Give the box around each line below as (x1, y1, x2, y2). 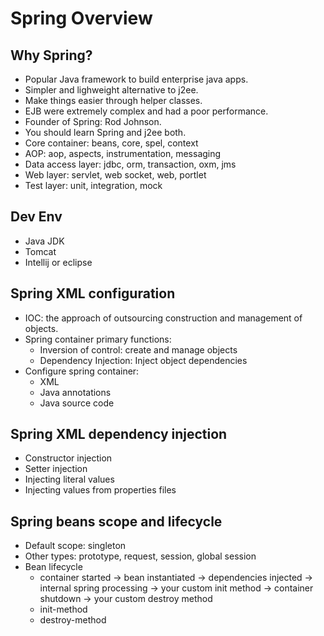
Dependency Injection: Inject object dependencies (39, 354, 248, 366)
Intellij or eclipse (24, 256, 93, 268)
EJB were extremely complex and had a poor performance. (24, 105, 269, 117)
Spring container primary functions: (24, 333, 172, 345)
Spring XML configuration (10, 285, 176, 302)
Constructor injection (24, 452, 113, 464)
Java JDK (24, 235, 65, 247)
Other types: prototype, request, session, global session (24, 550, 257, 562)
